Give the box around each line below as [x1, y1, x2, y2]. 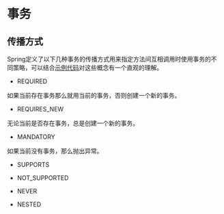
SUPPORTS [16, 161, 50, 168]
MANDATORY [16, 133, 56, 141]
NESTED [16, 200, 42, 209]
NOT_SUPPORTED [16, 174, 69, 182]
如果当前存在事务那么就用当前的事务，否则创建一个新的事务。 [7, 92, 181, 99]
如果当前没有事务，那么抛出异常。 [7, 147, 103, 155]
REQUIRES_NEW [16, 105, 64, 113]
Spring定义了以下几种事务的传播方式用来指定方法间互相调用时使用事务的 [7, 55, 212, 63]
